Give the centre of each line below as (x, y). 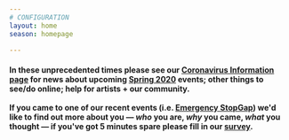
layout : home (33, 26)
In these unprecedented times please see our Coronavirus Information (142, 70)
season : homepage (41, 34)
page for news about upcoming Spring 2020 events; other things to (136, 79)
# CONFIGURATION (39, 17)
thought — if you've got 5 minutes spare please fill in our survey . (131, 126)
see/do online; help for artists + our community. (100, 89)
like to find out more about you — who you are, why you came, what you (145, 117)
